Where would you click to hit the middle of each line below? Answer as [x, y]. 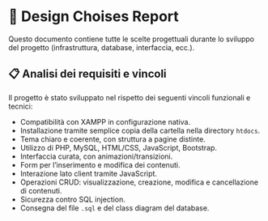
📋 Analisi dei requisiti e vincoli [88, 74]
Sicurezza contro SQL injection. [72, 199]
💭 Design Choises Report [94, 17]
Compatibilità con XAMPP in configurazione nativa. [105, 121]
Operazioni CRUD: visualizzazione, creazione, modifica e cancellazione [139, 182]
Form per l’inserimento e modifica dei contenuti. [100, 164]
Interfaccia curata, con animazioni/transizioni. [96, 156]
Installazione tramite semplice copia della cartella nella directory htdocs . [140, 130]
